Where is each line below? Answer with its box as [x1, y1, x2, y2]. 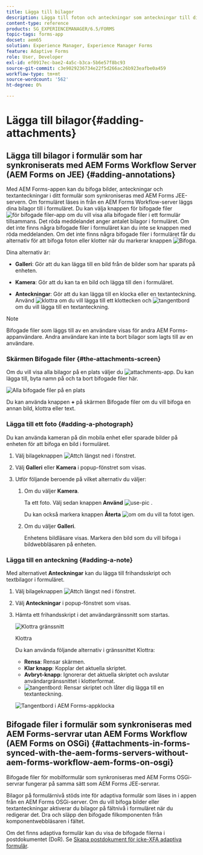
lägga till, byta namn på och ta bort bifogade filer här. [6, 375, 139, 382]
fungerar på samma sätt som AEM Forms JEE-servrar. [25, 780, 160, 787]
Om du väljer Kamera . [24, 487, 80, 494]
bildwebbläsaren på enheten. [24, 541, 97, 548]
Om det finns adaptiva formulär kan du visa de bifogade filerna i [6, 829, 165, 836]
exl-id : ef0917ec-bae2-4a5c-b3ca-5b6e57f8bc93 [6, 59, 126, 65]
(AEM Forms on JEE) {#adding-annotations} [6, 169, 176, 179]
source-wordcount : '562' [6, 76, 69, 82]
